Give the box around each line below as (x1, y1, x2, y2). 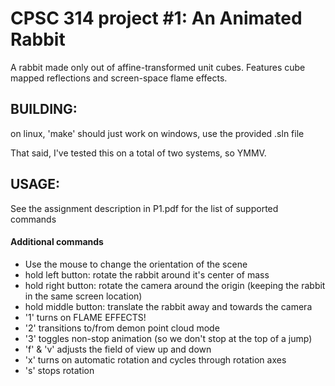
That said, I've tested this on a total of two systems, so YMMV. (10, 147, 267, 159)
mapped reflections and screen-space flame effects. (10, 72, 228, 84)
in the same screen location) (24, 290, 143, 302)
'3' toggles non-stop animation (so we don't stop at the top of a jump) (24, 332, 313, 344)
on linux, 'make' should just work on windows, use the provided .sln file (10, 127, 305, 139)
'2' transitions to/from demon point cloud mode (24, 322, 220, 334)
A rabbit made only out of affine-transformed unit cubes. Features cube (10, 61, 306, 73)
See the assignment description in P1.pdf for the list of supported (10, 202, 279, 214)
